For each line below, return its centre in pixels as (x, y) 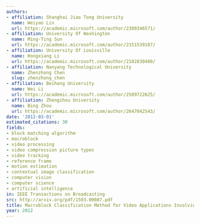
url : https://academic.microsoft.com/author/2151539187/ (84, 45)
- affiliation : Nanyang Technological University (69, 67)
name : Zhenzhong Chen (38, 73)
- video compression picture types (50, 150)
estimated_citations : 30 (37, 123)
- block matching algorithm (41, 134)
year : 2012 (20, 211)
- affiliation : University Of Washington (58, 34)
